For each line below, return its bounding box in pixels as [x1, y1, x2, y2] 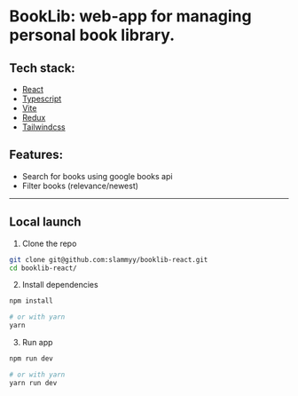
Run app [21, 337, 53, 347]
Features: [9, 147, 64, 162]
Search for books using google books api [21, 170, 173, 181]
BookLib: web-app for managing [9, 6, 252, 27]
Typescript [21, 93, 62, 104]
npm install [9, 297, 53, 305]
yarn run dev [9, 378, 58, 387]
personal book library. [9, 25, 176, 45]
